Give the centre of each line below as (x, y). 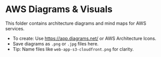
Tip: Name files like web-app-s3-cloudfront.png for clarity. (73, 49)
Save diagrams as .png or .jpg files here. (56, 43)
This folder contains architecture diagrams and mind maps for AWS (76, 23)
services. (15, 28)
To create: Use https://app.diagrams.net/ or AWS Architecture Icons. (84, 38)
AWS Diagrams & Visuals (59, 9)
